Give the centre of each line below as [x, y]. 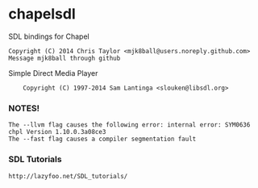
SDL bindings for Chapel [49, 36]
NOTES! [24, 108]
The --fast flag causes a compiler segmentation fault [102, 139]
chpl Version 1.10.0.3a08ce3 [57, 132]
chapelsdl [42, 14]
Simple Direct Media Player [53, 73]
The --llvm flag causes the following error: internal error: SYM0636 [129, 125]
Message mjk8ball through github [64, 58]
